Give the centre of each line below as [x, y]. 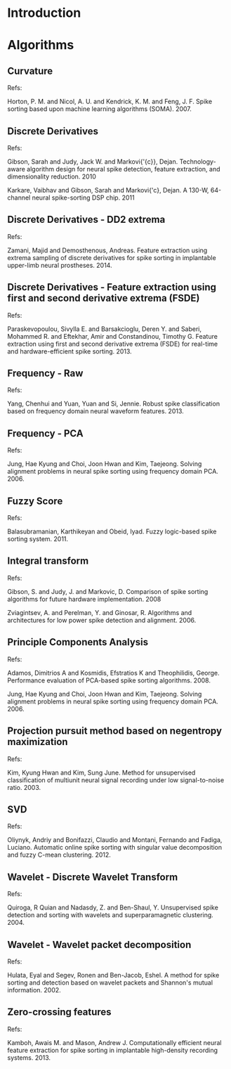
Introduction [44, 13]
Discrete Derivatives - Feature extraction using [112, 287]
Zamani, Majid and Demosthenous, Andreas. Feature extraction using [107, 250]
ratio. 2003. [24, 787]
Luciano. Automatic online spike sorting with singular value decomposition [115, 848]
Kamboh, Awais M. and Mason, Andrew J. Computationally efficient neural [114, 1042]
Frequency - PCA [45, 433]
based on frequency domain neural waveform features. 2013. [95, 411]
